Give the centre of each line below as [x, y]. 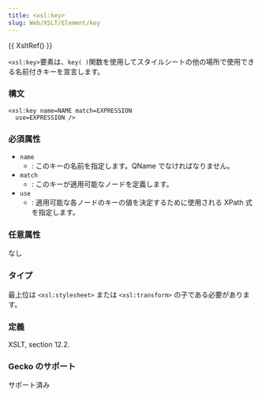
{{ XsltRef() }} [30, 45]
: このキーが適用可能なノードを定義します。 [102, 184]
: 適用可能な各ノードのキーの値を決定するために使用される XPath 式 [142, 203]
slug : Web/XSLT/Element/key [54, 23]
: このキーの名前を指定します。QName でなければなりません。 [133, 166]
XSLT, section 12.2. [39, 344]
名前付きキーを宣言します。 [60, 71]
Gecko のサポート [42, 366]
